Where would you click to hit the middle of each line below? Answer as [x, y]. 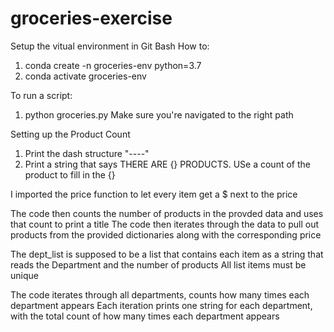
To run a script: [41, 95]
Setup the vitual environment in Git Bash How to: [110, 46]
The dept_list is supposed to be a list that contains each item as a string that [167, 254]
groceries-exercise [91, 18]
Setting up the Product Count [70, 134]
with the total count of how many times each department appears [145, 316]
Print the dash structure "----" [87, 153]
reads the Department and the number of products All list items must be [158, 264]
